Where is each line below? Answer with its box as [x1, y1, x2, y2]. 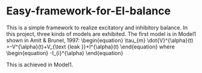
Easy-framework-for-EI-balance [6, 4, 171, 18]
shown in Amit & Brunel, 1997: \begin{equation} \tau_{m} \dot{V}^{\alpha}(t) [6, 36, 194, 44]
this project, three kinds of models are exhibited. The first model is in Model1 [6, 30, 197, 37]
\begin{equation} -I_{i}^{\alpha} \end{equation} [6, 49, 124, 56]
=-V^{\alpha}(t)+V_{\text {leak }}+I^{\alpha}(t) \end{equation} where [6, 43, 175, 50]
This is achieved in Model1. [6, 61, 74, 68]
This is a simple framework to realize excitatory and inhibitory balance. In [6, 24, 188, 31]
